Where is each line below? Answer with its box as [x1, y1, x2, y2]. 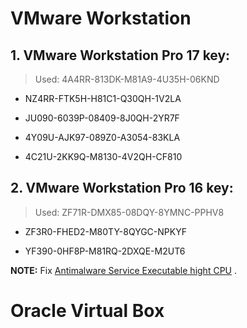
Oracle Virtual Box [10, 300, 165, 322]
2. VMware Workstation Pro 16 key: [10, 180, 234, 197]
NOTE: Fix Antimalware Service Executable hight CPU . [10, 264, 237, 276]
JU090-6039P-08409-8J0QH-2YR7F [24, 112, 180, 124]
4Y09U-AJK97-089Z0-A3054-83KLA [24, 132, 181, 143]
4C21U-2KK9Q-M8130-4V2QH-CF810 [24, 151, 183, 162]
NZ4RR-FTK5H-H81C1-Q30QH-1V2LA [24, 93, 182, 104]
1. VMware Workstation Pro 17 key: [10, 47, 231, 64]
